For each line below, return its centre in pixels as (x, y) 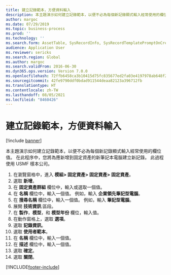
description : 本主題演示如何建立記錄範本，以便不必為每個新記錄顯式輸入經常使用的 (83, 15)
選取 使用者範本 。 (31, 232)
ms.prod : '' (18, 33)
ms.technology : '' (25, 39)
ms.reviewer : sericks (29, 52)
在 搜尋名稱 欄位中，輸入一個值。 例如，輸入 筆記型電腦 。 (73, 200)
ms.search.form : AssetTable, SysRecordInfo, (54, 43)
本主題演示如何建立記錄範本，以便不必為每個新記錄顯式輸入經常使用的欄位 (83, 151)
